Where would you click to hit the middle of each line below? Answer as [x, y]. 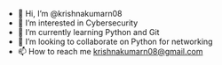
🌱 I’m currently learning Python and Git [88, 32]
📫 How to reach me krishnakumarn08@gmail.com [110, 51]
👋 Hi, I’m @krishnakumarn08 [70, 14]
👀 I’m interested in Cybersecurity [78, 23]
